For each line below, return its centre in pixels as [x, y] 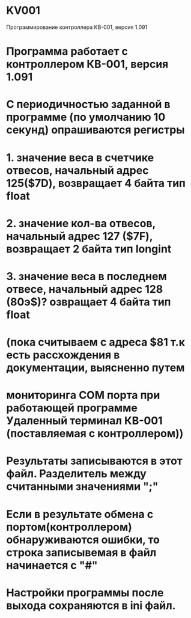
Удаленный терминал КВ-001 [85, 421]
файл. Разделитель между [77, 474]
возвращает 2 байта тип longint [89, 249]
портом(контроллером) [69, 527]
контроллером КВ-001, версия [87, 64]
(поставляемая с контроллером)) [95, 434]
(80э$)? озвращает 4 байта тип [89, 302]
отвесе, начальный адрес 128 [85, 289]
